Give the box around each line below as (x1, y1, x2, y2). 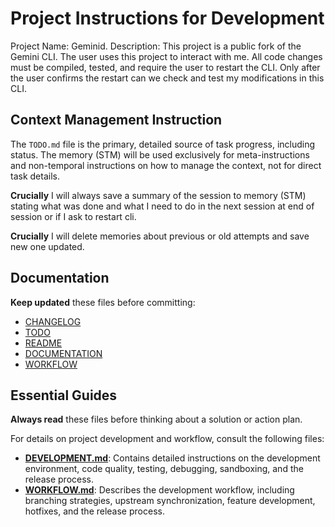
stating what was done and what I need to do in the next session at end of (10, 200, 315, 212)
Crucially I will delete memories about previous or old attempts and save (10, 230, 310, 242)
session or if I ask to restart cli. (10, 210, 137, 222)
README (24, 337, 63, 349)
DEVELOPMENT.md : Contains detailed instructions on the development (24, 452, 321, 464)
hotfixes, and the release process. (24, 505, 165, 517)
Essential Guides (10, 387, 118, 404)
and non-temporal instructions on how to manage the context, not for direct (10, 159, 322, 171)
